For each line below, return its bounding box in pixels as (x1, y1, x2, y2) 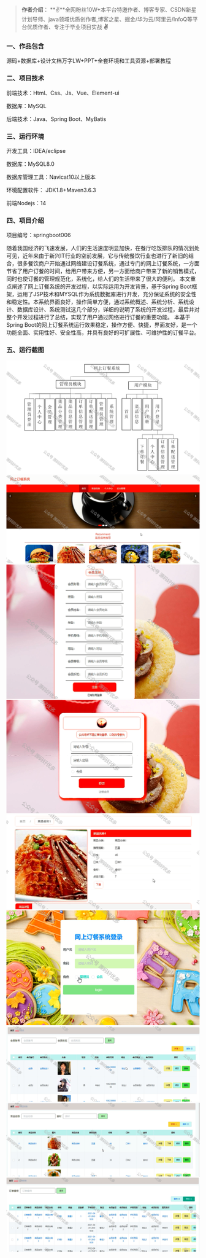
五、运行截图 (6, 346, 45, 354)
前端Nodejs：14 (6, 199, 47, 206)
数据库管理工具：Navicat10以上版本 (6, 173, 96, 181)
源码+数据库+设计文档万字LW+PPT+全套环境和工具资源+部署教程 (6, 57, 172, 64)
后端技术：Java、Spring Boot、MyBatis (6, 115, 107, 122)
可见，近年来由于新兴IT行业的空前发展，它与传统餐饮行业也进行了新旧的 (6, 252, 189, 260)
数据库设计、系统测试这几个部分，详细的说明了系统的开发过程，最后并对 (17, 306, 200, 313)
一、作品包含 (6, 42, 45, 50)
